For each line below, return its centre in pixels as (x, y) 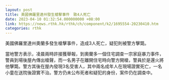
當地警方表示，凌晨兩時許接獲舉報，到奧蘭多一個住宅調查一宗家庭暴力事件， (84, 54)
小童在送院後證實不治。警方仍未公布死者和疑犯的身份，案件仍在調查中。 (80, 72)
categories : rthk (23, 28)
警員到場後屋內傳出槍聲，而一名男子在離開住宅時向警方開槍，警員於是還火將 (84, 60)
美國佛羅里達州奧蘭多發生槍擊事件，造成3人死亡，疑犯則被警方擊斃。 (77, 43)
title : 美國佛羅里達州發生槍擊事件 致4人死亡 (48, 14)
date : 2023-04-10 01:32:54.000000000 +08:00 (53, 19)
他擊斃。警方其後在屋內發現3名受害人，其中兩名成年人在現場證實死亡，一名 (84, 66)
